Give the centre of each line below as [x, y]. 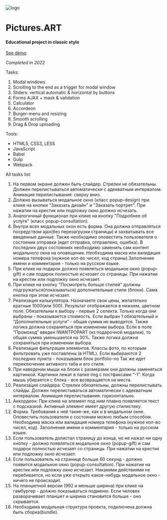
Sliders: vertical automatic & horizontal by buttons [64, 93]
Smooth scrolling [30, 119]
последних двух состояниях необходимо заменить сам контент [81, 248]
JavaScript [24, 149]
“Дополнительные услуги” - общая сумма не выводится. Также [81, 322]
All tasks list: [19, 174]
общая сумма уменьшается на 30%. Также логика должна [75, 338]
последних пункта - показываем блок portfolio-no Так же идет [79, 359]
